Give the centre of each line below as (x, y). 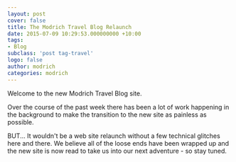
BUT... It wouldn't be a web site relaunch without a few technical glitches (114, 136)
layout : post (27, 14)
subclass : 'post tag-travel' (50, 54)
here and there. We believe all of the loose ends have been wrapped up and (118, 143)
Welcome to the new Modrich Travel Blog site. (75, 93)
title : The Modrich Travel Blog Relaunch (70, 27)
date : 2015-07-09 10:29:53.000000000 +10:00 (74, 34)
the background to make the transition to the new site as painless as (107, 115)
